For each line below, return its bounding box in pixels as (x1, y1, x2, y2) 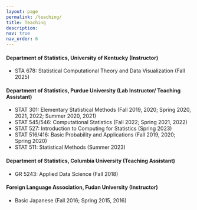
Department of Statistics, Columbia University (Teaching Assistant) (6, 157, 176, 164)
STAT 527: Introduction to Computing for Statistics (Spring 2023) (14, 125, 172, 132)
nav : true (6, 31, 31, 36)
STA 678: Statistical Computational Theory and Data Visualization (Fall (14, 67, 185, 74)
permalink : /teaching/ (6, 14, 62, 20)
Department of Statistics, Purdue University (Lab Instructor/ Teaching (6, 86, 181, 94)
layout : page (6, 8, 38, 15)
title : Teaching (6, 19, 46, 25)
